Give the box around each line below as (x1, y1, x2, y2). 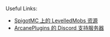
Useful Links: (5, 5, 38, 12)
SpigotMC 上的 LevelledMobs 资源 (14, 17, 98, 24)
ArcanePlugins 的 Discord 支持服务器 (14, 25, 104, 31)
